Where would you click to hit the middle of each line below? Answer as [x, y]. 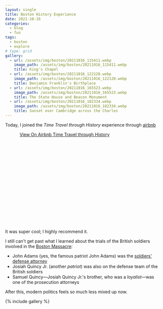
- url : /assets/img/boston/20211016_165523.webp [61, 88]
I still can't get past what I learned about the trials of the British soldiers [78, 241]
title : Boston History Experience [41, 14]
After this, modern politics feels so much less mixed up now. [66, 292]
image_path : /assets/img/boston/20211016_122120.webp [70, 79]
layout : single [21, 10]
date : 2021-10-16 [23, 19]
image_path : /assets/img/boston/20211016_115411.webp [70, 65]
